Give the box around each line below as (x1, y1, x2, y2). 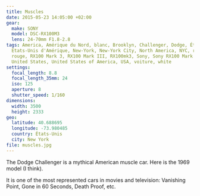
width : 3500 (11, 103, 42, 109)
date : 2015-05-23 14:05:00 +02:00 (6, 14, 92, 20)
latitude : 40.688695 (11, 120, 62, 126)
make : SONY (11, 25, 39, 32)
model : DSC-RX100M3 (11, 31, 60, 37)
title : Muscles (6, 8, 44, 15)
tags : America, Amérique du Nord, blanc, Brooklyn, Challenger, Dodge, (6, 42, 187, 48)
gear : (6, 20, 20, 26)
